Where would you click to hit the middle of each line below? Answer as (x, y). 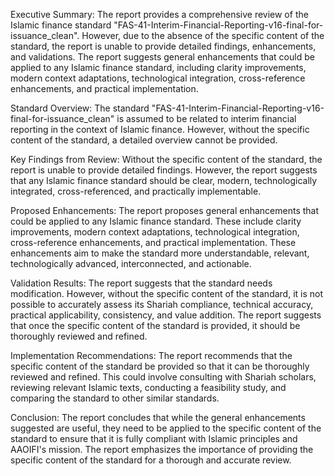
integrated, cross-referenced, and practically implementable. (136, 191)
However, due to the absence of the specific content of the (203, 35)
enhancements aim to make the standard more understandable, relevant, (160, 253)
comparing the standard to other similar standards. (115, 398)
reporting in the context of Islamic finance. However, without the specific (160, 129)
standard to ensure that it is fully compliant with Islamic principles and (154, 438)
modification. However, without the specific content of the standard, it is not (167, 293)
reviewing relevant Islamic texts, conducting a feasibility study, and (148, 387)
